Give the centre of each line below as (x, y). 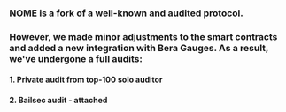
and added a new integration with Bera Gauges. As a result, (139, 48)
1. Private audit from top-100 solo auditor (86, 80)
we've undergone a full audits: (76, 58)
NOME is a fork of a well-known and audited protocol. (126, 13)
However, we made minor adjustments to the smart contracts (143, 36)
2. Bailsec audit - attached (58, 101)
